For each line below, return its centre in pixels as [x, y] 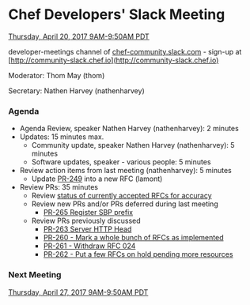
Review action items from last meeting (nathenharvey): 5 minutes [125, 171]
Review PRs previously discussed [86, 221]
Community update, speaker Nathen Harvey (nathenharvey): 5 [133, 145]
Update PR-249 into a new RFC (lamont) [97, 179]
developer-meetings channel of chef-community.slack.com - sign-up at [125, 51]
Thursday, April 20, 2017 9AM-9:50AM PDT [79, 36]
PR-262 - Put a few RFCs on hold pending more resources [138, 254]
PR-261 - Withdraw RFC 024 [89, 246]
